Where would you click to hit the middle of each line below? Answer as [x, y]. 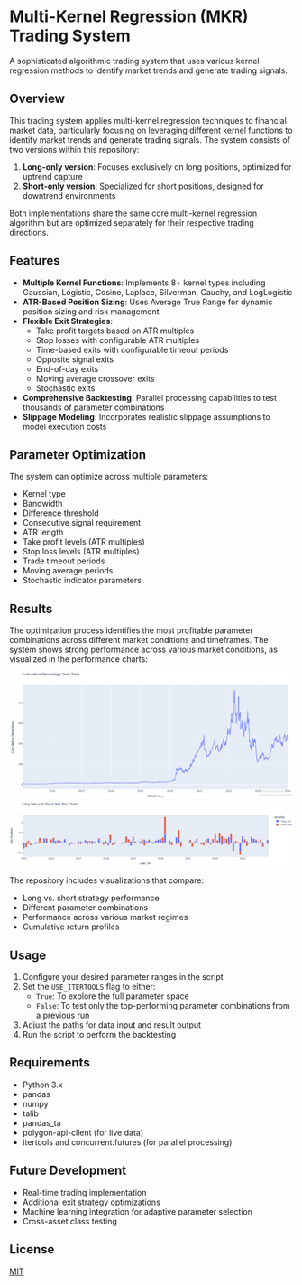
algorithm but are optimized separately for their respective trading [132, 222]
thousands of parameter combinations [93, 407]
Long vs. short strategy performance [91, 898]
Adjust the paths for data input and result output [111, 1025]
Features [35, 261]
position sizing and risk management [91, 311]
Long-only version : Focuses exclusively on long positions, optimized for [157, 167]
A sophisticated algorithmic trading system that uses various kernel [134, 61]
